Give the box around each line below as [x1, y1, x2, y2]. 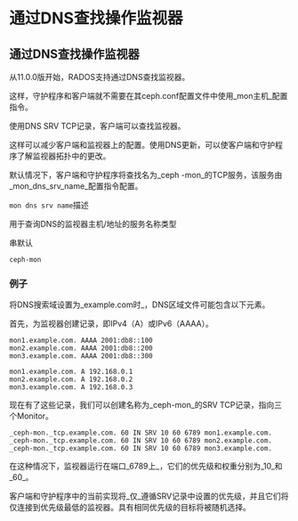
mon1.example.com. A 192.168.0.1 [9, 367, 133, 377]
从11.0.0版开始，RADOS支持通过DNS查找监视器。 [9, 72, 190, 82]
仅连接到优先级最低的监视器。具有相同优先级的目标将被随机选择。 [9, 502, 251, 513]
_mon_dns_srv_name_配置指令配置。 [9, 181, 143, 191]
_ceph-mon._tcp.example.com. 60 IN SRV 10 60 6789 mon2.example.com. [9, 436, 273, 445]
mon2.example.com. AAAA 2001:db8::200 [9, 344, 153, 353]
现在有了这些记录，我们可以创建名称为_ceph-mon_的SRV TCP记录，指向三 [9, 400, 283, 411]
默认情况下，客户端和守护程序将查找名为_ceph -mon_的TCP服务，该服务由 [9, 170, 283, 180]
